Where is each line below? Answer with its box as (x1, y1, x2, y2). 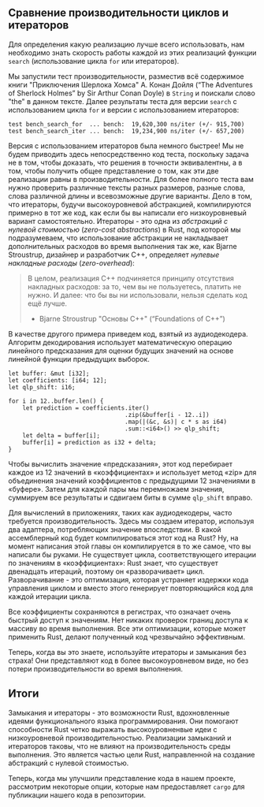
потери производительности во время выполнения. (8, 664, 184, 673)
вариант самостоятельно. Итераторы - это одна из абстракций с (8, 216, 229, 225)
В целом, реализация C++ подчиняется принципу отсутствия (27, 273, 235, 283)
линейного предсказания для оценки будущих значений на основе (8, 346, 234, 355)
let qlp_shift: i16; (8, 383, 76, 391)
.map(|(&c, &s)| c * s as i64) (125, 418, 227, 426)
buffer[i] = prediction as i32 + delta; (22, 438, 157, 446)
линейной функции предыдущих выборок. (8, 354, 150, 363)
